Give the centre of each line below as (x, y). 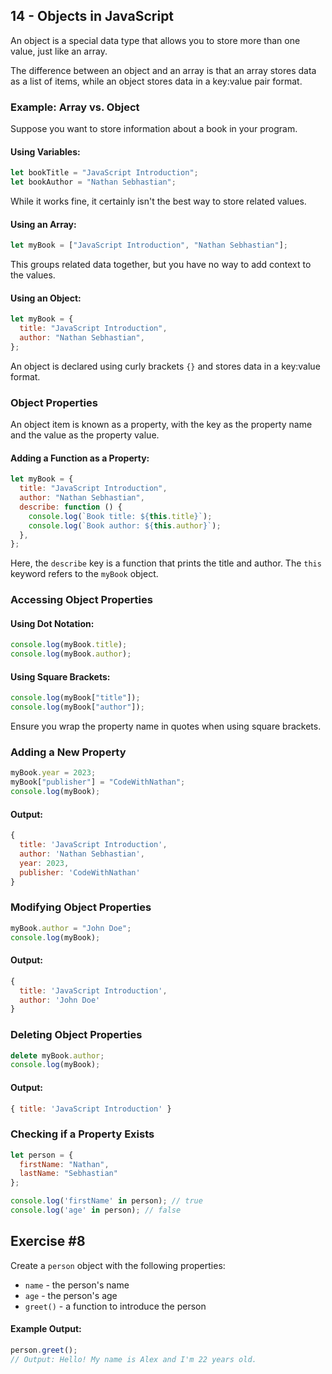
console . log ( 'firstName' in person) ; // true (106, 1201)
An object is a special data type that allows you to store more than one (155, 40)
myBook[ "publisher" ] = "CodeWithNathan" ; (98, 782)
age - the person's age (71, 1295)
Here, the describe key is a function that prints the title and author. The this (166, 563)
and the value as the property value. (85, 435)
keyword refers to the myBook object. (84, 574)
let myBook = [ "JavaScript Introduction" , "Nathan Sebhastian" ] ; (149, 245)
